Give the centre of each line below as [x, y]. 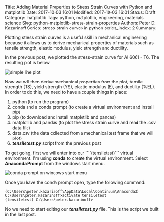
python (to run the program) [41, 102]
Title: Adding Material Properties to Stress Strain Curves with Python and [79, 7]
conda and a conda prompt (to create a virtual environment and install [83, 107]
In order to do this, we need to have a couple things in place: [66, 92]
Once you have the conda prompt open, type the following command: [75, 182]
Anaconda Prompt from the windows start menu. [55, 163]
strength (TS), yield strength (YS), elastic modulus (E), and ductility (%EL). [80, 87]
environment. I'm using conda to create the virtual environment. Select [77, 158]
